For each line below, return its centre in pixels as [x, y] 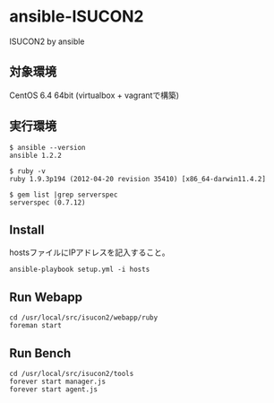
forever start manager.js [57, 381]
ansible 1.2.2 [36, 155]
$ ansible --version [48, 147]
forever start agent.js [54, 390]
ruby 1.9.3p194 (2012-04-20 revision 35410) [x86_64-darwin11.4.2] [138, 179]
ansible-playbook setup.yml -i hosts [80, 270]
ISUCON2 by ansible [47, 41]
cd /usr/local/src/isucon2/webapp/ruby [84, 318]
